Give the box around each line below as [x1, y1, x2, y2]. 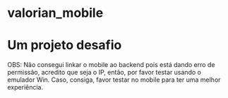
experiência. [7, 83, 44, 92]
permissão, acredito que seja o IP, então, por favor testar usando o [7, 68, 201, 77]
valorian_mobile [7, 5, 104, 21]
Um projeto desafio [7, 37, 122, 54]
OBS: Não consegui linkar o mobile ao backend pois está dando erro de [7, 61, 215, 69]
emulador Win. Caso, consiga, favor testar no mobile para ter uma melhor [7, 75, 221, 84]
